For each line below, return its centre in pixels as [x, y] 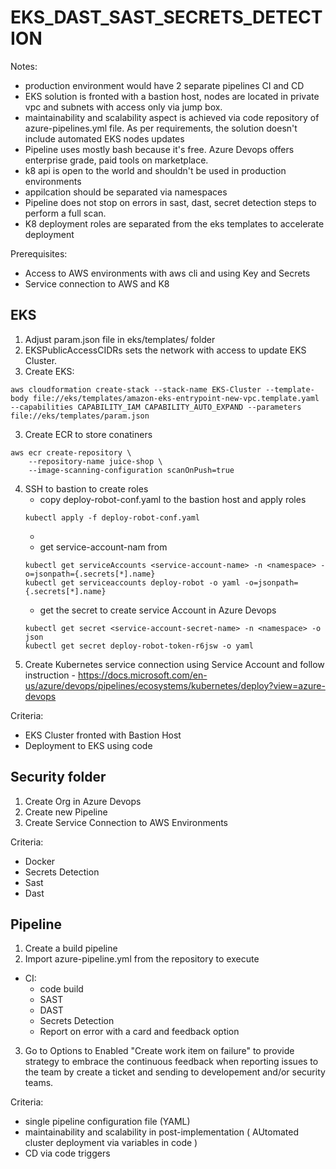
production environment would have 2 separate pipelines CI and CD [164, 85]
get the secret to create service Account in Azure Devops [158, 610]
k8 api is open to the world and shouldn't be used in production [155, 170]
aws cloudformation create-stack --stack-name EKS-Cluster [136, 389]
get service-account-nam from [103, 547]
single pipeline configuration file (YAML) [107, 1122]
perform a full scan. [65, 213]
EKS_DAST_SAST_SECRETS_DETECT [166, 17]
